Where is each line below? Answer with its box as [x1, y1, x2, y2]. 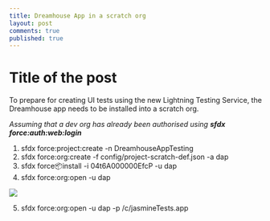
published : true [9, 34, 63, 43]
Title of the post [9, 69, 117, 87]
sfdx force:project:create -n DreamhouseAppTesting [20, 144, 194, 153]
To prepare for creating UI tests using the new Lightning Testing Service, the [9, 96, 262, 105]
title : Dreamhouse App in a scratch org [9, 11, 147, 20]
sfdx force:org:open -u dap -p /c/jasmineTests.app [20, 203, 189, 213]
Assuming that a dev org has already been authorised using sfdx [9, 120, 226, 129]
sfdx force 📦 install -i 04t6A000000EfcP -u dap [20, 162, 178, 171]
